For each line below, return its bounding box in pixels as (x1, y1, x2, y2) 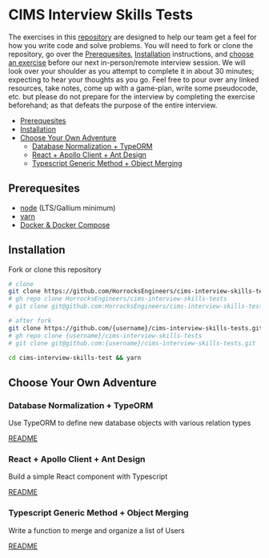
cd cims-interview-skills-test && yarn (8, 354, 142, 362)
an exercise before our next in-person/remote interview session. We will (8, 58, 246, 67)
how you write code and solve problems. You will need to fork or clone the (8, 40, 254, 50)
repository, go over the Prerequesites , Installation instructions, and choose (8, 49, 255, 59)
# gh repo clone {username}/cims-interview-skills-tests (8, 331, 203, 340)
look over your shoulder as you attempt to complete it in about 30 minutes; (8, 66, 255, 75)
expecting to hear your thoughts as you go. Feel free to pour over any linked (8, 75, 259, 84)
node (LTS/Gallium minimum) (19, 203, 116, 212)
